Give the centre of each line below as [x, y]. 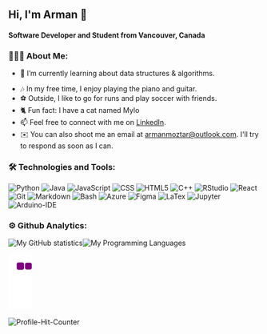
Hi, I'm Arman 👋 [48, 15]
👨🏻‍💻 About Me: [38, 55]
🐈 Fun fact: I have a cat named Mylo [80, 111]
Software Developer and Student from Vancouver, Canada [107, 35]
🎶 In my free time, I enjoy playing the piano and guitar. [108, 89]
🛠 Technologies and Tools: [62, 167]
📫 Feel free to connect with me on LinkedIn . [93, 123]
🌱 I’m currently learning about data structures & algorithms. [117, 74]
